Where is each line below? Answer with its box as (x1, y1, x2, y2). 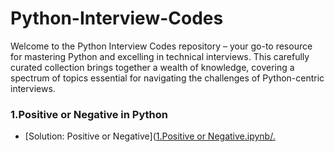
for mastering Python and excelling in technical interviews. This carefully (10, 50, 310, 62)
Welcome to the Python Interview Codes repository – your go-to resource (10, 40, 313, 52)
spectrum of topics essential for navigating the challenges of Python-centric (10, 72, 325, 84)
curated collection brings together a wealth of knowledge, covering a (10, 61, 295, 73)
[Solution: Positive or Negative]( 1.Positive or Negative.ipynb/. (24, 130, 276, 142)
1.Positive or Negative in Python (10, 107, 168, 121)
